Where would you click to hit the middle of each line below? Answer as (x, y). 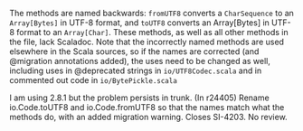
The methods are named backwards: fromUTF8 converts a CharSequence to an (151, 13)
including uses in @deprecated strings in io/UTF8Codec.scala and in (136, 70)
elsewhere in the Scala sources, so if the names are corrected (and (134, 51)
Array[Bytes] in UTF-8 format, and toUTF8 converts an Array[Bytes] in (139, 23)
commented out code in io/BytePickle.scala (94, 80)
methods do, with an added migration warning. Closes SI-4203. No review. (148, 117)
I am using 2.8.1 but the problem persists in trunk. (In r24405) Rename (139, 98)
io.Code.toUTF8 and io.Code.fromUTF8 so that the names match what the (147, 107)
